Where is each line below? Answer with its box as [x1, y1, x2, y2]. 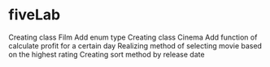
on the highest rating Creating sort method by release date [8, 49, 205, 59]
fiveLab [8, 6, 61, 24]
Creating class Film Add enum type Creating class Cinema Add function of [8, 32, 258, 42]
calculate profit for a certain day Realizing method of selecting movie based [8, 40, 263, 50]
